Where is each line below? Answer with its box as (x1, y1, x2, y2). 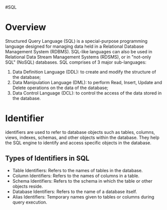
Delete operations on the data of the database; (12, 85, 109, 91)
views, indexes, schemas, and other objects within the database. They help (5, 134, 160, 140)
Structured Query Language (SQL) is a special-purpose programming (5, 38, 148, 44)
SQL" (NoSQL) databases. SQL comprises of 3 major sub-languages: (5, 59, 147, 65)
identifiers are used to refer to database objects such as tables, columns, (5, 129, 156, 135)
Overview (5, 22, 46, 33)
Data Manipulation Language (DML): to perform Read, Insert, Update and (12, 79, 163, 85)
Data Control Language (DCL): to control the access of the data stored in (12, 90, 162, 96)
